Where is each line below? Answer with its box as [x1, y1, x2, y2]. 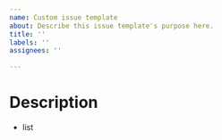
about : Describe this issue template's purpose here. [9, 21, 215, 30]
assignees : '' [9, 46, 63, 55]
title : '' [9, 29, 47, 38]
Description [9, 93, 98, 112]
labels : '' [9, 37, 50, 47]
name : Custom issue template [9, 12, 118, 22]
